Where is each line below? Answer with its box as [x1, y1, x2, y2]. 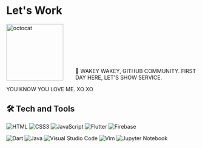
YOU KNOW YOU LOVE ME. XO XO [6, 85, 93, 92]
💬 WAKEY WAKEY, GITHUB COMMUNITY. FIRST [75, 67, 196, 74]
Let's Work [6, 4, 62, 18]
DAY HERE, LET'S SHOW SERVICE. [75, 74, 163, 81]
